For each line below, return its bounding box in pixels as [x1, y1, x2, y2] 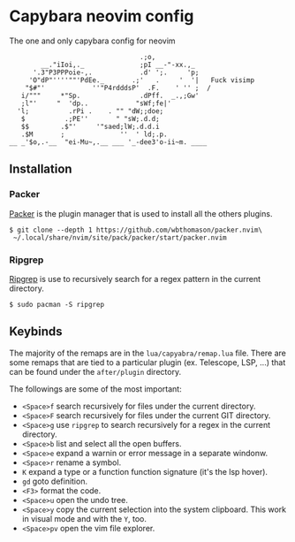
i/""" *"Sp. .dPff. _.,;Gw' [20, 91, 200, 100]
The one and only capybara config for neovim [9, 35, 176, 46]
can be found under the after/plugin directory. [9, 366, 182, 377]
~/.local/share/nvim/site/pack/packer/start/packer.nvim [12, 233, 227, 242]
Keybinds [9, 324, 64, 340]
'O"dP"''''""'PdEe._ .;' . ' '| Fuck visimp [28, 75, 254, 85]
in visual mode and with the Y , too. [21, 513, 147, 523]
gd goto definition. [21, 476, 88, 486]
